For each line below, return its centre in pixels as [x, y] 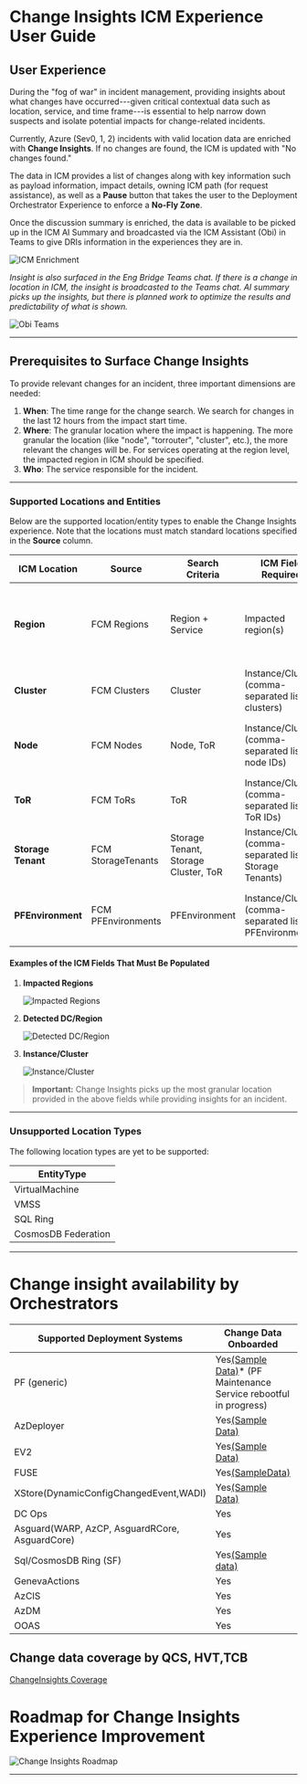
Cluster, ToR [196, 872]
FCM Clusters [121, 691]
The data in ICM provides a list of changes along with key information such [150, 176]
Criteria [203, 575]
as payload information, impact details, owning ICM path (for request [139, 185]
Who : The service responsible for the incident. [111, 469]
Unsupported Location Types [75, 1132]
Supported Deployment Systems [111, 1338]
